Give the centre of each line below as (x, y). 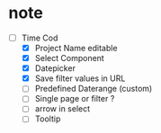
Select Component (69, 58)
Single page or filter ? (75, 99)
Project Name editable (76, 48)
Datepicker (55, 68)
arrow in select (63, 109)
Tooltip (48, 119)
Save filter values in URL (80, 78)
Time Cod (40, 38)
